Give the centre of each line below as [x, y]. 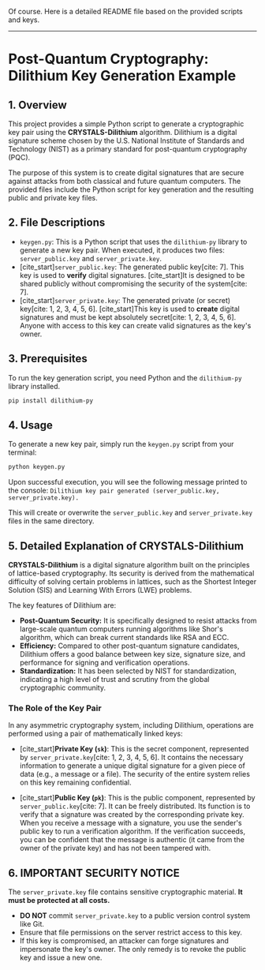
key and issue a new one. [61, 957]
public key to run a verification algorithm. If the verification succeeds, [132, 831]
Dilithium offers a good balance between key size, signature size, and [132, 654]
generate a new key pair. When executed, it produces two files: [122, 250]
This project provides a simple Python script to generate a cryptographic [126, 124]
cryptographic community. [63, 687]
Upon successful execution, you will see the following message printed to [128, 482]
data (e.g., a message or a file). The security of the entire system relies [135, 774]
